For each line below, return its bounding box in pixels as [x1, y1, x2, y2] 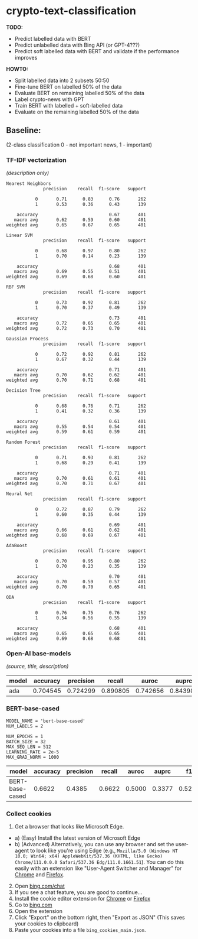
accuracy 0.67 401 [16, 212, 146, 218]
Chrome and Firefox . [14, 870, 65, 878]
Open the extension [14, 907, 63, 914]
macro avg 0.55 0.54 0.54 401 [14, 424, 146, 430]
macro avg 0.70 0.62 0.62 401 [14, 372, 146, 378]
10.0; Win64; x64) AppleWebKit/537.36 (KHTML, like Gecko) [14, 853, 163, 859]
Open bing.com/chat [14, 882, 65, 889]
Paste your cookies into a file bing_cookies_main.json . [14, 926, 146, 933]
